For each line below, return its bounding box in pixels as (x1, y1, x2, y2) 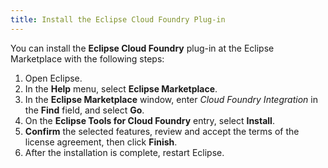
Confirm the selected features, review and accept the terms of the (24, 125, 300, 137)
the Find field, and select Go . (24, 104, 145, 116)
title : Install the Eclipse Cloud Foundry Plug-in (10, 14, 226, 25)
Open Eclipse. (24, 72, 83, 84)
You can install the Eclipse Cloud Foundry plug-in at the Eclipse (10, 42, 275, 54)
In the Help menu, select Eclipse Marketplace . (24, 82, 218, 95)
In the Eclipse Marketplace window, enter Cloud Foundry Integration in (24, 93, 318, 105)
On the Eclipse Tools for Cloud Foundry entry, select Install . (24, 114, 275, 126)
